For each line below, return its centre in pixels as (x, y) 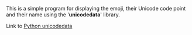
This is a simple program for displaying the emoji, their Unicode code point (96, 8)
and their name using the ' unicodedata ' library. (63, 15)
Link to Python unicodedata (39, 26)
